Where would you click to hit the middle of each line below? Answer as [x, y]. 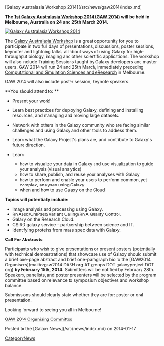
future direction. [28, 145]
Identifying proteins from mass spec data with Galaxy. [67, 230]
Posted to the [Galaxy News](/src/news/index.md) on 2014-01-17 [70, 329]
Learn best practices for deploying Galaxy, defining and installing [78, 110]
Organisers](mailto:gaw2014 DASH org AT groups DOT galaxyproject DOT [80, 265]
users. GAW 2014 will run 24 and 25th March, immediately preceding [74, 67]
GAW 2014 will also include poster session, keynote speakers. [67, 82]
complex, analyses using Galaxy [52, 185]
